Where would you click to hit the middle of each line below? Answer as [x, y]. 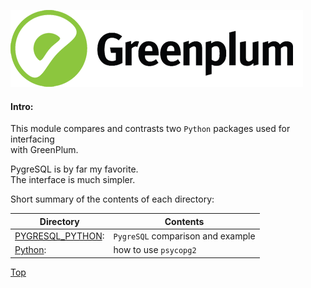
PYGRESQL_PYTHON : [59, 236]
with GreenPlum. [44, 150]
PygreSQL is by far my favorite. [74, 169]
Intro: [22, 106]
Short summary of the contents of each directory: [112, 199]
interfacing [32, 139]
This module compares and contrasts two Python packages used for [150, 129]
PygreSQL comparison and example [184, 236]
